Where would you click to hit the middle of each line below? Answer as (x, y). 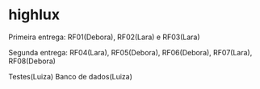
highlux (34, 15)
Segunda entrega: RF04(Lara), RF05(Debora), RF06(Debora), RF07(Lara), (130, 52)
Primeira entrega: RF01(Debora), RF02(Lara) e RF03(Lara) (104, 37)
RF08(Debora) (32, 61)
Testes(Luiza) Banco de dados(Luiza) (71, 76)
